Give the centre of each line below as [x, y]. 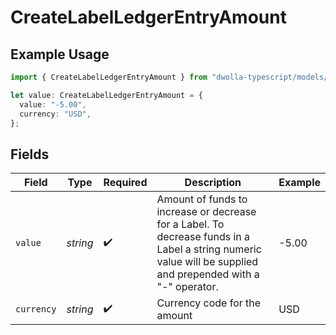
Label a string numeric [209, 249]
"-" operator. [187, 287]
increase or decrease [206, 212]
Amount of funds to [202, 199]
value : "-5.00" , [53, 104]
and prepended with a [208, 274]
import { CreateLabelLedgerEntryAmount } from [109, 77]
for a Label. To [190, 224]
